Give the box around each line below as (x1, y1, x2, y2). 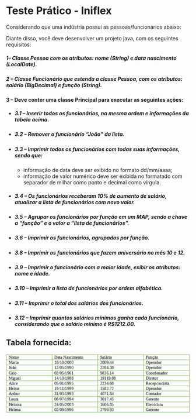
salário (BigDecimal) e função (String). (6, 81, 102, 88)
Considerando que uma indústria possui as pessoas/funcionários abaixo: (6, 23, 181, 30)
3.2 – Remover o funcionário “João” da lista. (14, 130, 125, 138)
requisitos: (6, 41, 32, 48)
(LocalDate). (6, 60, 37, 68)
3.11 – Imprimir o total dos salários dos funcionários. (14, 300, 144, 307)
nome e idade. (14, 270, 51, 277)
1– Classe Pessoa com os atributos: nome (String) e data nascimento (6, 54, 177, 61)
